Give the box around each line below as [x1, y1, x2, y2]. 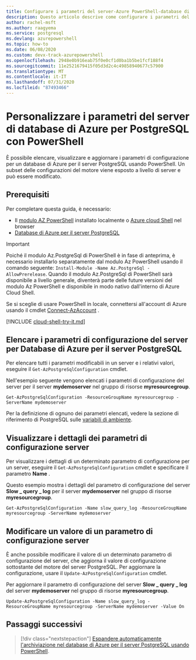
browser [14, 223, 35, 230]
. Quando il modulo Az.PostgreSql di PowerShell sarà [45, 270, 173, 277]
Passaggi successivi [6, 620, 83, 630]
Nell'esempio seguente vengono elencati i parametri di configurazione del [6, 377, 184, 384]
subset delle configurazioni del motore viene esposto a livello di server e [6, 166, 181, 173]
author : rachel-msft [6, 19, 57, 25]
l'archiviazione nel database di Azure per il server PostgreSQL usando [20, 641, 190, 648]
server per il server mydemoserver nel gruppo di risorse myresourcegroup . [6, 383, 190, 390]
